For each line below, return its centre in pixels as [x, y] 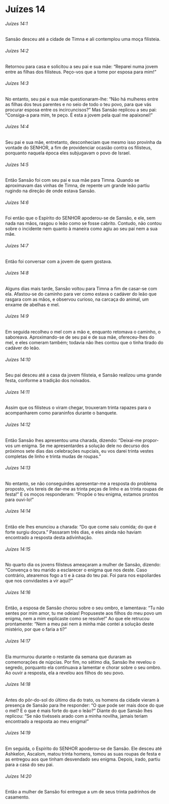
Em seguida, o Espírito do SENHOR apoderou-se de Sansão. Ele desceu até [84, 748]
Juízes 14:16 [18, 592]
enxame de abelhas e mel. [33, 304]
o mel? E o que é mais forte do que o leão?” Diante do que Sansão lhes [79, 711]
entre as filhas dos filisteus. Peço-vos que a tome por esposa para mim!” [81, 72]
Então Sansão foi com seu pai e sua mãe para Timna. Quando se [72, 180]
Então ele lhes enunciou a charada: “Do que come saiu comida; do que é [81, 527]
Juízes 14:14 [18, 511]
